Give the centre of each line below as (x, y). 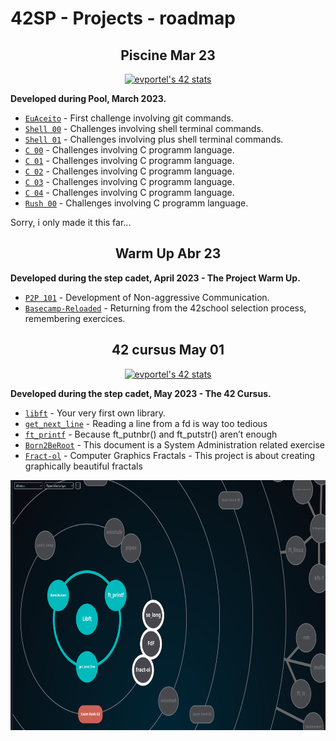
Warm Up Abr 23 (168, 253)
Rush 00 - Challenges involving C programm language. (136, 203)
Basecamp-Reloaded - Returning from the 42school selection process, (165, 308)
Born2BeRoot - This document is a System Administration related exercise (175, 444)
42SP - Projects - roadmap (123, 18)
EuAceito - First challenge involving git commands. (129, 118)
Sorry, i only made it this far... (71, 222)
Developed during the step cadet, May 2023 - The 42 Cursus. (141, 393)
